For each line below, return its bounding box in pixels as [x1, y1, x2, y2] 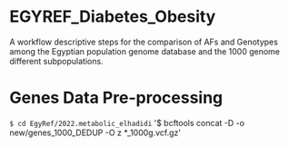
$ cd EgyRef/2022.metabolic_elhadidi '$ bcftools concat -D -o [9, 117, 245, 128]
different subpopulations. [9, 55, 104, 66]
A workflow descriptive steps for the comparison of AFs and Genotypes [9, 36, 279, 47]
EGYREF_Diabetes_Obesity [9, 6, 216, 27]
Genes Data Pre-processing [9, 88, 224, 108]
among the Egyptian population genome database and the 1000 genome [9, 45, 280, 56]
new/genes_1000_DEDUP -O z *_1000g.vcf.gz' [9, 127, 182, 138]
